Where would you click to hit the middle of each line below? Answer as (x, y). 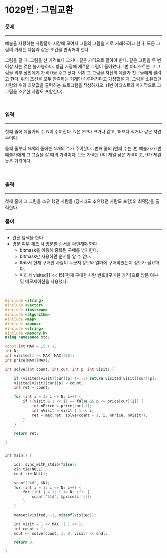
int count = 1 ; (30, 529)
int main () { (19, 456)
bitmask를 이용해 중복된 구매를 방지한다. (59, 250)
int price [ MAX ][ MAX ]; (28, 360)
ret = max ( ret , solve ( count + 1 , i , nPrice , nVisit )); (90, 415)
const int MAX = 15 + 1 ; (31, 346)
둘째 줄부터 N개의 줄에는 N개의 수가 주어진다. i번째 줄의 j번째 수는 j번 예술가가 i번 (83, 148)
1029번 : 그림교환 (39, 10)
